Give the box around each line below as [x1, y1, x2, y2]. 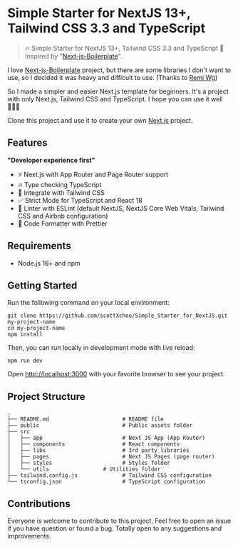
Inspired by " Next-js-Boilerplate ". [24, 51, 123, 60]
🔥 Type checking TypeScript [17, 180, 102, 189]
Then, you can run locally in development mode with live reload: [7, 343, 195, 352]
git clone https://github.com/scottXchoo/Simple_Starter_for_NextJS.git [7, 312, 228, 319]
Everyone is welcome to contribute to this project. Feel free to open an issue [7, 516, 232, 525]
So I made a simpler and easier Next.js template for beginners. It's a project [7, 87, 229, 96]
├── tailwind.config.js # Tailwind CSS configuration [7, 472, 212, 479]
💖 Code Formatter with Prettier [17, 219, 108, 228]
